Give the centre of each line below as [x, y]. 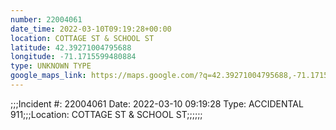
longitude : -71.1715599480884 [73, 57]
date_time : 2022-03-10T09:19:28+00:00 [91, 29]
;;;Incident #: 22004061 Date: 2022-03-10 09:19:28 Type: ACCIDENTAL [157, 103]
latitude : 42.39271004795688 [71, 47]
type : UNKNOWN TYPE [51, 66]
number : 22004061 [46, 19]
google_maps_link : [48, 76]
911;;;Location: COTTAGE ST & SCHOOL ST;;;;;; [106, 114]
